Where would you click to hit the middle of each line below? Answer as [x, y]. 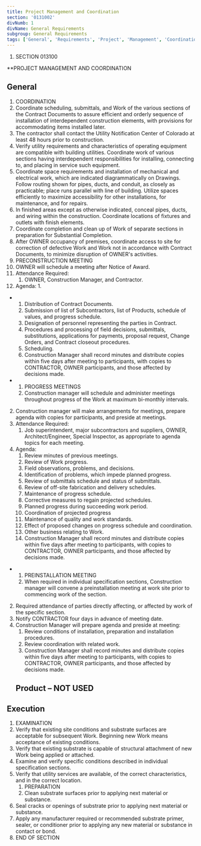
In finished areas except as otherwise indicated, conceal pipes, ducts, [101, 210]
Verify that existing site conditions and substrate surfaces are [91, 730]
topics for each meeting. [54, 442]
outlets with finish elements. [50, 222]
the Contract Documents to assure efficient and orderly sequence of [99, 114]
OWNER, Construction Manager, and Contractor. [84, 280]
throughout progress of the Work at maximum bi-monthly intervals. [106, 399]
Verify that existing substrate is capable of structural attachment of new [104, 748]
